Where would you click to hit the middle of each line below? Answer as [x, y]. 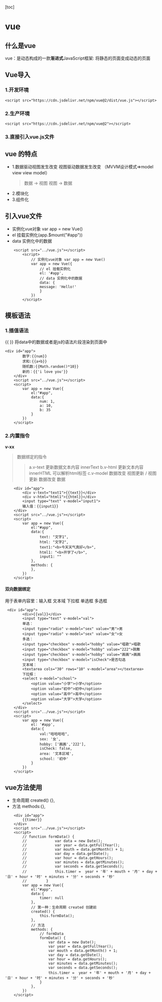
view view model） [31, 173]
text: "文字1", [54, 537]
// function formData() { [49, 837]
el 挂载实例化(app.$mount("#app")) [47, 235]
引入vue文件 [24, 216]
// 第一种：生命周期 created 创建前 [64, 907]
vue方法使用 [24, 788]
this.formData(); [57, 916]
